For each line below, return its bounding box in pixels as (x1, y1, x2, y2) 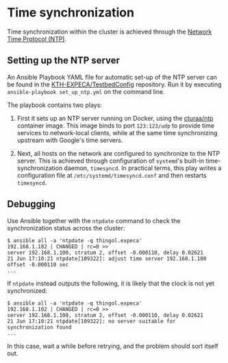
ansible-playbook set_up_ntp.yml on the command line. (7, 87, 166, 95)
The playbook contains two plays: (7, 101, 103, 109)
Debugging (7, 198, 56, 210)
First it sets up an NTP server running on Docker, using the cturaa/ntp (16, 114, 214, 122)
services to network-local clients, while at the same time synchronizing (16, 128, 218, 137)
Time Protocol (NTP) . (7, 34, 67, 43)
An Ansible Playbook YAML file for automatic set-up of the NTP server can (7, 73, 217, 81)
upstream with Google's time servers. (16, 136, 123, 144)
